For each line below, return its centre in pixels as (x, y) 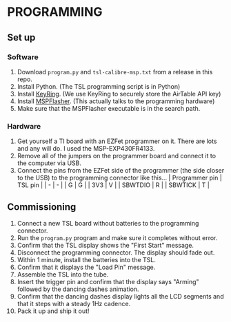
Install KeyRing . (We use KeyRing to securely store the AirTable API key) (119, 94)
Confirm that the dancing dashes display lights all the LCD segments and (120, 296)
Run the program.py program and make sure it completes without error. (117, 237)
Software (23, 57)
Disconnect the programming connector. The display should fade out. (116, 253)
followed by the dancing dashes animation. (78, 289)
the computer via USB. (49, 163)
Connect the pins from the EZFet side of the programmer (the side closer (121, 171)
